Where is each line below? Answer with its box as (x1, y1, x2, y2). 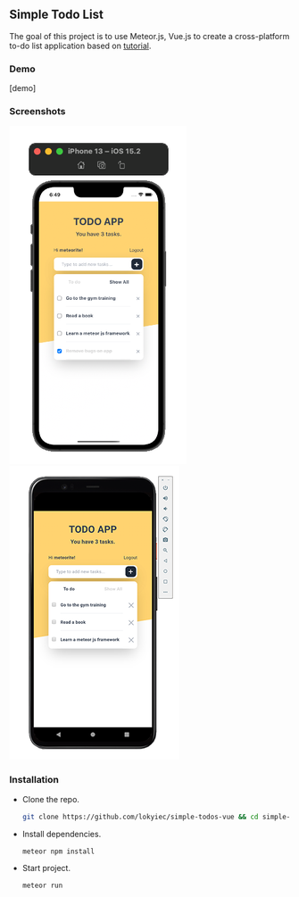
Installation (9, 774, 60, 786)
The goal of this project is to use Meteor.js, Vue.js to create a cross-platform (9, 30, 290, 41)
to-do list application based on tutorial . (9, 40, 152, 51)
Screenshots (9, 105, 66, 118)
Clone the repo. (21, 793, 80, 804)
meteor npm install (21, 847, 96, 856)
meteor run (21, 881, 63, 891)
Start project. (21, 863, 71, 874)
